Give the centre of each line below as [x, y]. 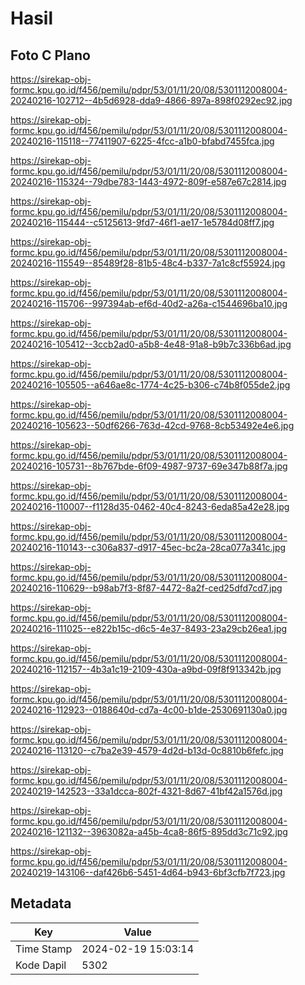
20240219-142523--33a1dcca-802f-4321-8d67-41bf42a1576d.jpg [146, 791]
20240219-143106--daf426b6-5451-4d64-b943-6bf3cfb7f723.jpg [148, 872]
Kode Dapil [41, 965]
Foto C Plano [50, 55]
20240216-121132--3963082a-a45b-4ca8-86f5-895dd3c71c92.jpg [149, 831]
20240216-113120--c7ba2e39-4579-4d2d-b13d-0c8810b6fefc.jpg [147, 750]
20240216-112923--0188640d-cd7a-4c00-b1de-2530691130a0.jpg [149, 710]
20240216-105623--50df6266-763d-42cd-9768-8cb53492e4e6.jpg [152, 425]
